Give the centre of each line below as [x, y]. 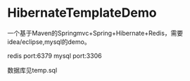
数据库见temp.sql [32, 70]
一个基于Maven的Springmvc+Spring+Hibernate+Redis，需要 [95, 33]
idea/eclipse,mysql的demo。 [49, 42]
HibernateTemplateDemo [82, 13]
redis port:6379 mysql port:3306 [55, 56]
